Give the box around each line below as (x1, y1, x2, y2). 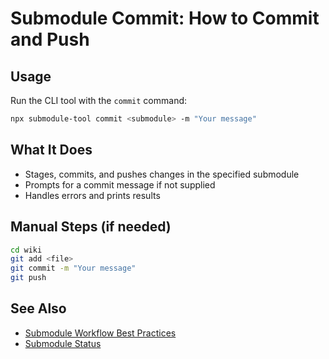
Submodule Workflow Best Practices (24, 327, 177, 339)
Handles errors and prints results (24, 189, 161, 201)
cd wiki (10, 245, 43, 255)
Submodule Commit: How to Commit (10, 7, 320, 30)
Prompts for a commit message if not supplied (24, 178, 216, 191)
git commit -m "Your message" (10, 263, 137, 274)
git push (10, 273, 47, 283)
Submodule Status (24, 337, 102, 349)
